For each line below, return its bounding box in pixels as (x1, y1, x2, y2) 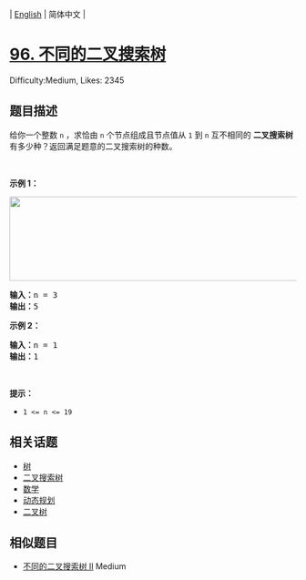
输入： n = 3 (9, 290, 58, 300)
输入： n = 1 (9, 340, 58, 350)
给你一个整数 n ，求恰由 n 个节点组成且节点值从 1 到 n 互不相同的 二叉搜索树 (9, 129, 294, 140)
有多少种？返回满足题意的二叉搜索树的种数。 (9, 140, 178, 151)
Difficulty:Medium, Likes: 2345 (9, 75, 125, 86)
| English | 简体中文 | (9, 9, 87, 19)
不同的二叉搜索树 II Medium (22, 561, 127, 572)
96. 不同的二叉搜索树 (9, 45, 167, 65)
